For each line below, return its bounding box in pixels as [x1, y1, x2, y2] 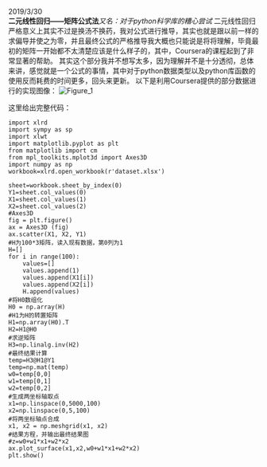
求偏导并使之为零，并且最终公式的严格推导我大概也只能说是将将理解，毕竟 [8, 36, 252, 45]
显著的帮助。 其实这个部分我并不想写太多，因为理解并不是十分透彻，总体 [14, 56, 254, 65]
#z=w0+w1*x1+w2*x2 [8, 438, 69, 445]
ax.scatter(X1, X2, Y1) [8, 230, 87, 238]
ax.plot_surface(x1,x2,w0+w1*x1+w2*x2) [8, 445, 141, 453]
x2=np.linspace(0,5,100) [8, 406, 91, 414]
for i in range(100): [8, 253, 80, 261]
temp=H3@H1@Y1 [8, 356, 56, 364]
